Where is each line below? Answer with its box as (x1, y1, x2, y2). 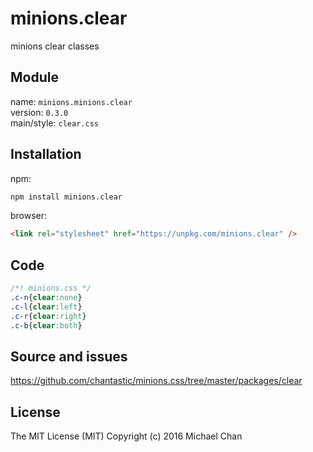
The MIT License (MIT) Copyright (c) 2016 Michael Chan (10, 430, 243, 442)
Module (10, 69, 59, 86)
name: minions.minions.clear (10, 95, 133, 107)
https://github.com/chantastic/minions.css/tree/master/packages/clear (10, 375, 303, 387)
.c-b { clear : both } (10, 320, 83, 331)
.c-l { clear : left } (10, 302, 83, 312)
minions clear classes (10, 40, 100, 52)
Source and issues (10, 348, 128, 365)
